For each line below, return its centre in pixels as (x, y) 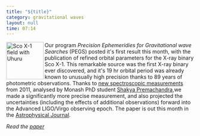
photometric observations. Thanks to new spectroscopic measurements (95, 84)
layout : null (22, 23)
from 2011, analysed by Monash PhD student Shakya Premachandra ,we (94, 89)
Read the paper (25, 126)
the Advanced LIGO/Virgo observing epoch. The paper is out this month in (98, 109)
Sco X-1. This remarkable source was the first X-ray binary (117, 64)
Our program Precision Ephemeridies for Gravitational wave (118, 45)
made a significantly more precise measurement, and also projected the (95, 96)
